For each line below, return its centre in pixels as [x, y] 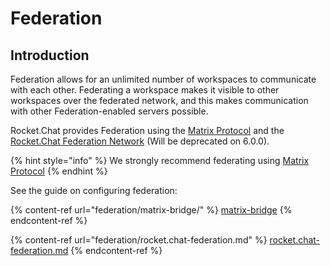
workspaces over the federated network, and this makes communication [159, 100]
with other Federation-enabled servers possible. [109, 111]
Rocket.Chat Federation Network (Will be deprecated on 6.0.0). [140, 141]
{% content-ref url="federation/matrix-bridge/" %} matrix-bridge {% [151, 210]
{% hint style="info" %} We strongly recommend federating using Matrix [160, 160]
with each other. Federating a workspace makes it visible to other [145, 90]
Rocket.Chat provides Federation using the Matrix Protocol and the [147, 130]
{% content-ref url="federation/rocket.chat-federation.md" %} [139, 240]
